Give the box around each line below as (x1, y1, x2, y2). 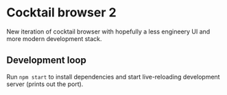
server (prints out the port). (6, 80, 84, 88)
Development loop (6, 55, 86, 66)
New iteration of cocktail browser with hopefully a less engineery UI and (6, 27, 211, 36)
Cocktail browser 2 (6, 5, 117, 21)
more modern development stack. (6, 34, 102, 42)
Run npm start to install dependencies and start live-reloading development (6, 72, 220, 81)
